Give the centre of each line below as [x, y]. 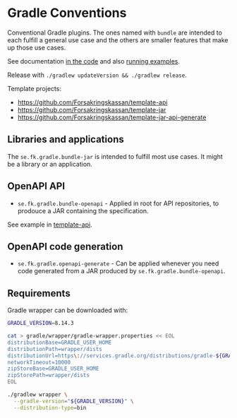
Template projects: [35, 88]
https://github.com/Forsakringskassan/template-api [92, 102]
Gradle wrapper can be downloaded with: [68, 310]
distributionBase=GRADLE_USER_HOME [60, 342]
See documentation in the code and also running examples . [93, 61]
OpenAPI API [36, 186]
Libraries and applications [66, 139]
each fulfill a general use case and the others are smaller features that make [118, 40]
